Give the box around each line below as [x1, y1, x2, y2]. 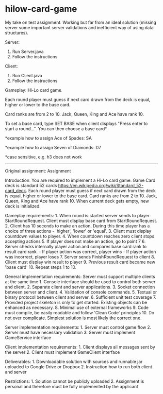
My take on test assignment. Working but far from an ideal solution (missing [5, 19, 157, 25]
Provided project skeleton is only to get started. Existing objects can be [5, 299, 147, 305]
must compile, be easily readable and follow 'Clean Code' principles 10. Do [5, 309, 154, 315]
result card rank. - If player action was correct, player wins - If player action [5, 249, 156, 255]
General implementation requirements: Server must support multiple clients [5, 274, 155, 279]
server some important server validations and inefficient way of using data [5, 24, 154, 30]
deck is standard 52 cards [5, 182, 57, 188]
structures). [5, 30, 29, 35]
